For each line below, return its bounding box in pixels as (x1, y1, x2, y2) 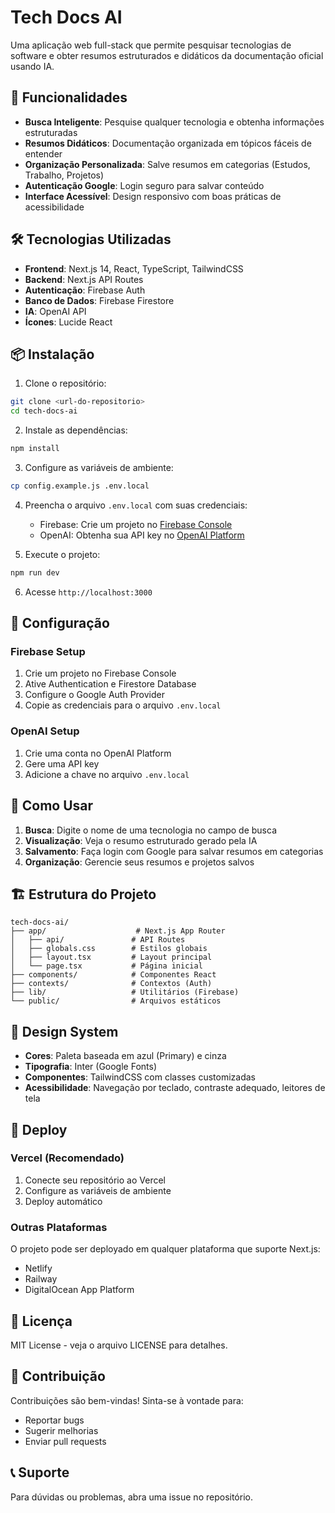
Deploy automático (24, 1195, 103, 1207)
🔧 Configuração (10, 615, 110, 632)
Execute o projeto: (24, 548, 101, 560)
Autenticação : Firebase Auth (24, 284, 146, 296)
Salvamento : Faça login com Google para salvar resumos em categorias (24, 845, 324, 857)
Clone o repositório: (24, 377, 107, 390)
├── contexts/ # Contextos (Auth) (10, 979, 213, 989)
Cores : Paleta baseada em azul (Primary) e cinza (24, 1050, 227, 1062)
